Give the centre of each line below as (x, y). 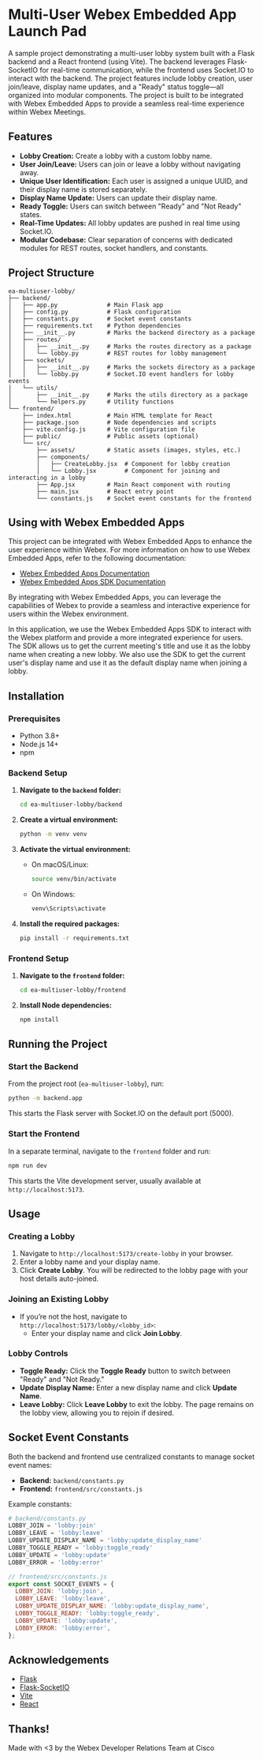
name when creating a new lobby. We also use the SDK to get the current (127, 655)
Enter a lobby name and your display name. (90, 1262)
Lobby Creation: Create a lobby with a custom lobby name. (116, 156)
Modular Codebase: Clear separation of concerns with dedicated (126, 239)
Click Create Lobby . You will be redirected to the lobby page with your (134, 1270)
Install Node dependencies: (66, 1005)
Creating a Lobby (42, 1236)
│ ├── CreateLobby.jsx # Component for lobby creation (133, 463)
